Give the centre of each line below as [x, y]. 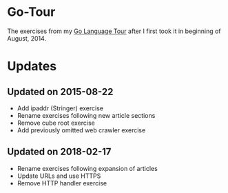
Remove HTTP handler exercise [62, 183]
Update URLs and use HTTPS [59, 176]
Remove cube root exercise [56, 123]
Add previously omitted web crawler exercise [81, 130]
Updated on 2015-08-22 [60, 91]
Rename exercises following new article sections [86, 115]
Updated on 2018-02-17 [59, 152]
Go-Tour [31, 12]
